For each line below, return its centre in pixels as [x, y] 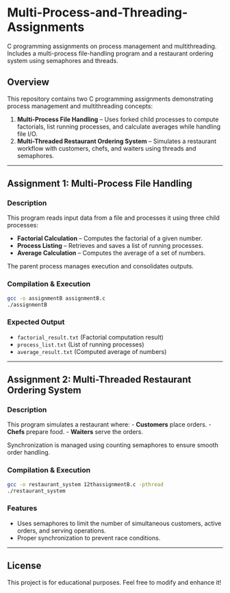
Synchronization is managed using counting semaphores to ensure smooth [113, 445]
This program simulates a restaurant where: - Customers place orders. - [110, 425]
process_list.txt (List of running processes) [80, 344]
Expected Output [36, 322]
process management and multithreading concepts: [80, 106]
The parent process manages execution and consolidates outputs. [100, 266]
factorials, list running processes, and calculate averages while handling [119, 126]
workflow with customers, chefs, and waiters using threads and [106, 148]
